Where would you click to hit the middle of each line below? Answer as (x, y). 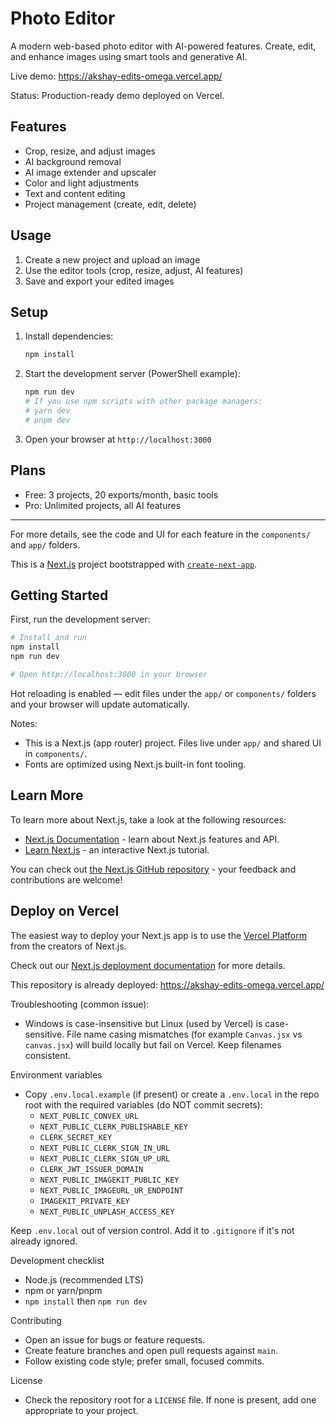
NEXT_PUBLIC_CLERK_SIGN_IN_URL (105, 1148)
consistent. (48, 1055)
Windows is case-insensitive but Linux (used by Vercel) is (143, 1023)
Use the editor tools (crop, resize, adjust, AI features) (134, 270)
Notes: (24, 723)
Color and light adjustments (81, 183)
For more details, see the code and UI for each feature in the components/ (160, 534)
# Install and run (48, 638)
